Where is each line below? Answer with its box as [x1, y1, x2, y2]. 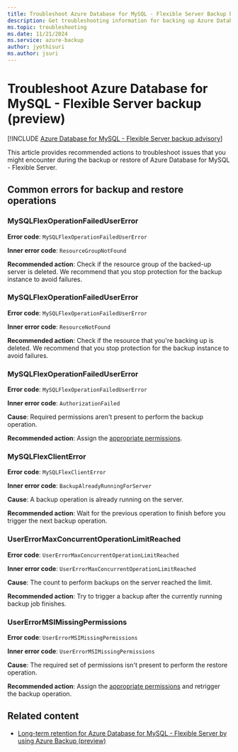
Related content [7, 710, 79, 722]
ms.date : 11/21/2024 [7, 30, 69, 38]
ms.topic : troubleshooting [7, 23, 87, 31]
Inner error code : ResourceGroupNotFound [7, 246, 127, 254]
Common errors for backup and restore [7, 184, 184, 196]
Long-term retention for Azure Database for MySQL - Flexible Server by [17, 729, 227, 737]
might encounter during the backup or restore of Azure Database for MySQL [7, 156, 230, 164]
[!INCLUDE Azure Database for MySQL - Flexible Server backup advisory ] [7, 134, 223, 143]
